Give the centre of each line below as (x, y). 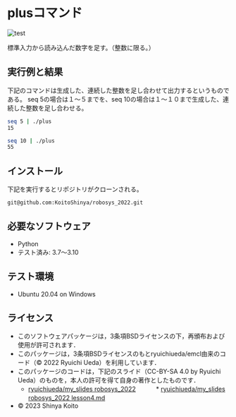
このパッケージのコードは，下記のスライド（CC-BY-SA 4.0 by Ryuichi (119, 371)
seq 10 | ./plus (31, 140)
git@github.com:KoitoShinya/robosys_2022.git (75, 203)
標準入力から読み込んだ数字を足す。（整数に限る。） (81, 47)
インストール (35, 171)
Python (28, 243)
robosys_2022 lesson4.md (67, 398)
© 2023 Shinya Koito (48, 406)
